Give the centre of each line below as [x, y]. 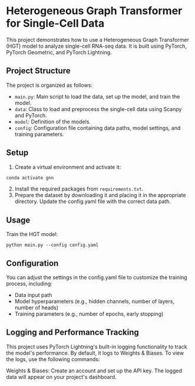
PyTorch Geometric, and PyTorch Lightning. [59, 52]
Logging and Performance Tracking [73, 333]
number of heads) [37, 308]
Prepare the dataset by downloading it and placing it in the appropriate [100, 195]
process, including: [29, 284]
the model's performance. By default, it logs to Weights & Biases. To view [95, 353]
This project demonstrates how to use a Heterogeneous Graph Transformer [98, 40]
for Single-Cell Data [55, 23]
